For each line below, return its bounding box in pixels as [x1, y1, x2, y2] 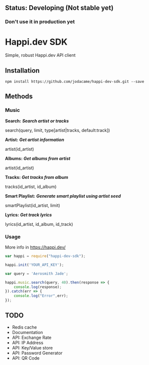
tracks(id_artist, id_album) [5, 184, 57, 190]
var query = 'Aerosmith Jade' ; [5, 271, 68, 276]
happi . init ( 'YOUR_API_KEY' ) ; [5, 262, 64, 267]
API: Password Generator [12, 350, 63, 356]
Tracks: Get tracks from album [5, 174, 68, 180]
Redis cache [12, 324, 37, 330]
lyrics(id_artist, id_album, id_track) [5, 221, 73, 227]
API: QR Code [12, 355, 40, 361]
